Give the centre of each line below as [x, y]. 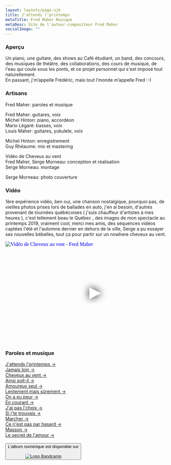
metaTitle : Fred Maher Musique [39, 20]
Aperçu [15, 47]
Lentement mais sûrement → [36, 392]
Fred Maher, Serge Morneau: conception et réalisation [62, 162]
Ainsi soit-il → [20, 381]
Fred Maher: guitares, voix [33, 114]
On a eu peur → [22, 397]
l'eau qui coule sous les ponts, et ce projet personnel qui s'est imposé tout [84, 69]
